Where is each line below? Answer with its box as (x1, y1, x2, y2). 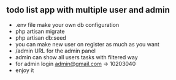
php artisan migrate (15, 27, 65, 35)
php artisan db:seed (15, 34, 66, 42)
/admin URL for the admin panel (15, 47, 96, 54)
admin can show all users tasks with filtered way (15, 53, 138, 60)
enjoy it (15, 67, 34, 74)
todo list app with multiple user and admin (6, 5, 170, 15)
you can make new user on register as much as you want (15, 40, 159, 48)
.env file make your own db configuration (15, 21, 120, 28)
